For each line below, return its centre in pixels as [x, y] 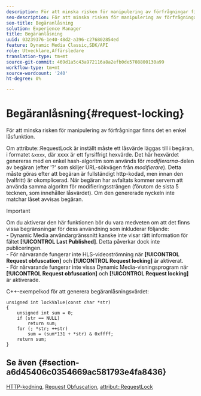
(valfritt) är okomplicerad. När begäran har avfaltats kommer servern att [95, 180]
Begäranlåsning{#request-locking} [95, 114]
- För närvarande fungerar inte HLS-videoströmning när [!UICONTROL [93, 254]
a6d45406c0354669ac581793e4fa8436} [86, 372]
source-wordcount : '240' [37, 73]
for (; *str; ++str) [42, 329]
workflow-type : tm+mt [33, 67]
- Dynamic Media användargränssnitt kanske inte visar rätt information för [97, 235]
